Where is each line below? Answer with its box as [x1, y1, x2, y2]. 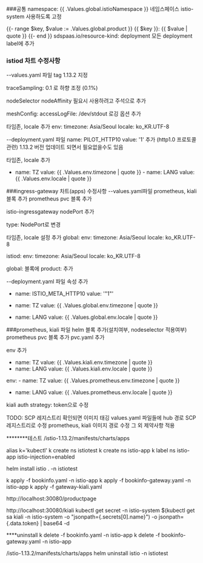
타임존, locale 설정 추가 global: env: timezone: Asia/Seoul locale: [6, 234, 165, 241]
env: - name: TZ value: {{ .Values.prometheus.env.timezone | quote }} [6, 377, 180, 384]
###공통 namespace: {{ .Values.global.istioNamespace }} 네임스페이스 [6, 5, 180, 12]
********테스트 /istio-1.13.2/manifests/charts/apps [6, 435, 130, 442]
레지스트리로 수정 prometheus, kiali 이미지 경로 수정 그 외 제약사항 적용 [6, 421, 175, 429]
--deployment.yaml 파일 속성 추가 [6, 278, 88, 285]
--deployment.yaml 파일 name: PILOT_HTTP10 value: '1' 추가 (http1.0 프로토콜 [6, 136, 197, 143]
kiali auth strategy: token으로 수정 [6, 401, 89, 409]
